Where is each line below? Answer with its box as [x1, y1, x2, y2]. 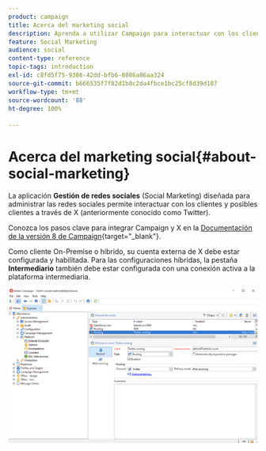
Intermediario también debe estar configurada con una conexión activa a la [8, 263, 256, 273]
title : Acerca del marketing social [8, 21, 129, 29]
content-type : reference [8, 55, 90, 63]
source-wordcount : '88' [8, 96, 87, 104]
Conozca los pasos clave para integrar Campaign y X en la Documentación [8, 223, 253, 233]
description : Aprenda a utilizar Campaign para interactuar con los [8, 29, 239, 37]
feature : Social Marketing [8, 38, 97, 46]
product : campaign [8, 13, 69, 21]
